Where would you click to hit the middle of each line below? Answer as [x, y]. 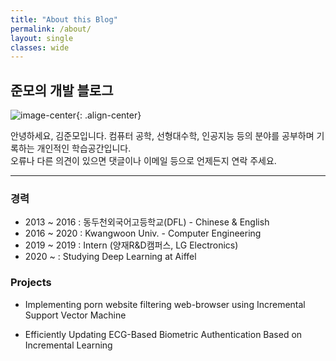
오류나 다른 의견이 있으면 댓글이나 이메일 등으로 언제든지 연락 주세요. [143, 161]
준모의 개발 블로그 [62, 90]
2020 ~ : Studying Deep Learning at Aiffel [110, 257]
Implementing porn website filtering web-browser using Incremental [165, 304]
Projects [31, 283]
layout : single [42, 38]
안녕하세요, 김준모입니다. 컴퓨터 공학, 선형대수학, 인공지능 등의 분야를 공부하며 [162, 136]
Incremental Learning [68, 345]
